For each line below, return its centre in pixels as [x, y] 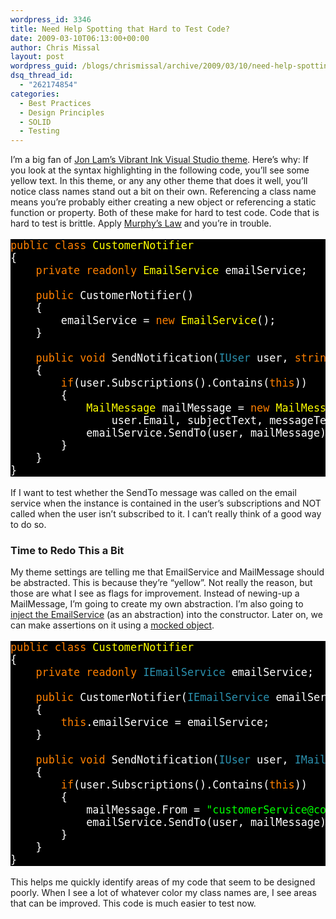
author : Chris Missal [55, 47]
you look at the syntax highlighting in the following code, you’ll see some [160, 170]
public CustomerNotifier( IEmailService [152, 697]
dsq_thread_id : [42, 76]
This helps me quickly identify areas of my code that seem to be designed [163, 882]
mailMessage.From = [143, 809]
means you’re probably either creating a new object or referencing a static [163, 202]
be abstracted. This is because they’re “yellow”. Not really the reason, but [161, 583]
